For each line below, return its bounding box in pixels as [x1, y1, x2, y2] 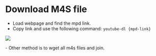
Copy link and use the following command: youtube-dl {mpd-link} [12, 25, 151, 31]
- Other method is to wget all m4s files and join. [5, 44, 105, 51]
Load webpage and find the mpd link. [12, 20, 91, 26]
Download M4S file [5, 4, 87, 15]
